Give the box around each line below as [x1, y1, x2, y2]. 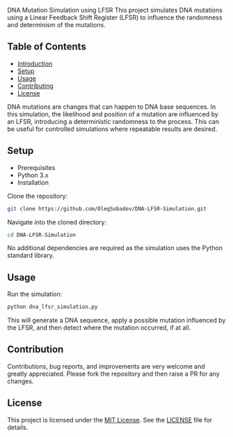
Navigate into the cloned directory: [7, 217, 106, 226]
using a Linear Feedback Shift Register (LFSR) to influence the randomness [7, 13, 223, 22]
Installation [17, 178, 49, 187]
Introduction [17, 59, 53, 68]
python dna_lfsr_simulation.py [7, 303, 98, 311]
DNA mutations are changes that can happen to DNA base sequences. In [7, 102, 216, 111]
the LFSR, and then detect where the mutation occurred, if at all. [7, 323, 191, 332]
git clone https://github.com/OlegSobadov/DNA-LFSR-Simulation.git [7, 205, 207, 212]
